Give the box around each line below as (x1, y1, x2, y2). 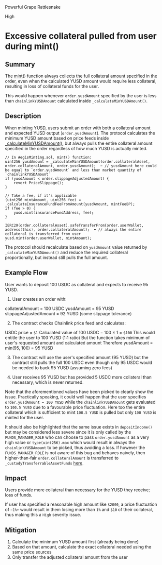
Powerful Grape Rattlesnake (5, 4, 61, 10)
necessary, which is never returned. (12, 379, 84, 385)
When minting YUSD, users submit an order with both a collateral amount (5, 125, 151, 131)
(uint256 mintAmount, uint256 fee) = (5, 197, 81, 202)
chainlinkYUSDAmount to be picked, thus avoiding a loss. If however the (5, 445, 145, 450)
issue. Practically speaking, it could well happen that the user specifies (5, 394, 147, 400)
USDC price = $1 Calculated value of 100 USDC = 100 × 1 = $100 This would (5, 329, 155, 335)
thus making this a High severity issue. (5, 512, 81, 518)
